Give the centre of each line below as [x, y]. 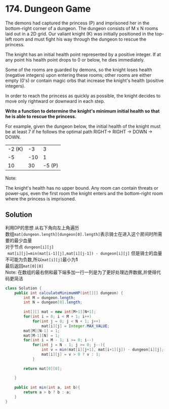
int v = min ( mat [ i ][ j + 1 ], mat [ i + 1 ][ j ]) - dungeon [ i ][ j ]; [103, 350]
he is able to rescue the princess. [41, 116]
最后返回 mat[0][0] [25, 266]
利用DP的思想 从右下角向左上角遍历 [42, 227]
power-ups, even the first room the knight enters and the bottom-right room [84, 193]
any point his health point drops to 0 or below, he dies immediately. [75, 60]
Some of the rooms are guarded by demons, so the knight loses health [79, 70]
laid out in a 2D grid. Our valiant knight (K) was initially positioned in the [80, 34]
